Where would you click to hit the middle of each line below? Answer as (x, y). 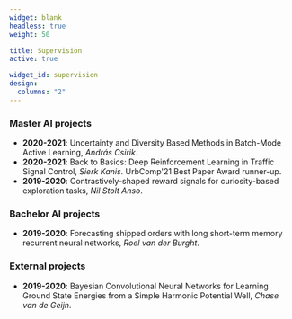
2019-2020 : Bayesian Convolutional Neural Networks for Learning (146, 286)
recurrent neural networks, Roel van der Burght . (111, 243)
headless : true (38, 26)
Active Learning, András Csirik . (80, 153)
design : (24, 84)
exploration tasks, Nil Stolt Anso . (83, 191)
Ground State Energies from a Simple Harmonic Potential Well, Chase (150, 295)
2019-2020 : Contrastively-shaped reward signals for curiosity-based (150, 182)
